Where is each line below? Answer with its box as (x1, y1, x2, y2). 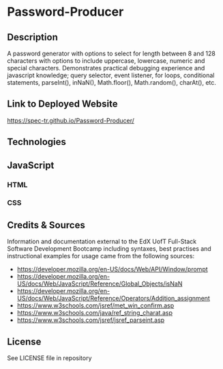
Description (7, 31, 58, 43)
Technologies (7, 136, 67, 148)
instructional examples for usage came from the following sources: (7, 252, 195, 260)
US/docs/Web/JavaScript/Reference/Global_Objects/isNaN (16, 279, 183, 288)
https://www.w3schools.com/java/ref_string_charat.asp (16, 309, 173, 317)
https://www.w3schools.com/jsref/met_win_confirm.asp (16, 301, 175, 310)
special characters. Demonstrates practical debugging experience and (7, 64, 205, 72)
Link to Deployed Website (7, 98, 118, 110)
